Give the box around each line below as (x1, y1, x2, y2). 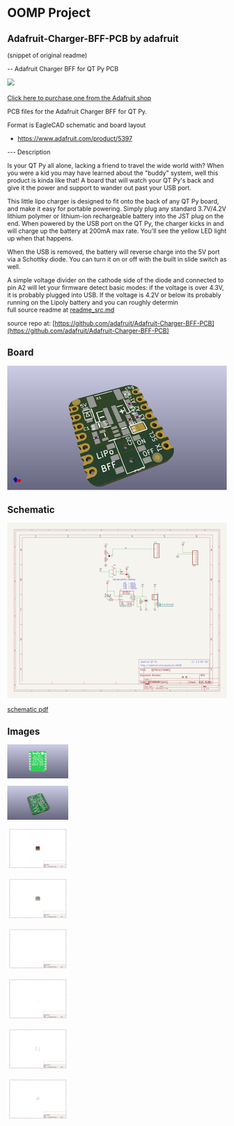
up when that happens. (7, 234, 74, 242)
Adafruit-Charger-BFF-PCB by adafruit (7, 33, 179, 45)
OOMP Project (7, 5, 91, 21)
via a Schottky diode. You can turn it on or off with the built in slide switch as (7, 255, 227, 263)
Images (7, 725, 40, 737)
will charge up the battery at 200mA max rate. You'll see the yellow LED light (7, 227, 227, 235)
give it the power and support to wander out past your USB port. (7, 183, 192, 192)
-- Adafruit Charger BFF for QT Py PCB (7, 65, 119, 73)
